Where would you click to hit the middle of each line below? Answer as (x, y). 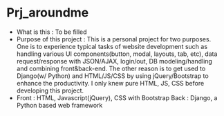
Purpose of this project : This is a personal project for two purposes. (114, 39)
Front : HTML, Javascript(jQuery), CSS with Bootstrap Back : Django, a (117, 97)
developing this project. (50, 90)
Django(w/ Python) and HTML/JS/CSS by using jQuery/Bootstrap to (112, 76)
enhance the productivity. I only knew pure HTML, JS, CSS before (110, 83)
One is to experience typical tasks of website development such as (112, 46)
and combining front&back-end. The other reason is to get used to (111, 68)
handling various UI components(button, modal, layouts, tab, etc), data (117, 54)
